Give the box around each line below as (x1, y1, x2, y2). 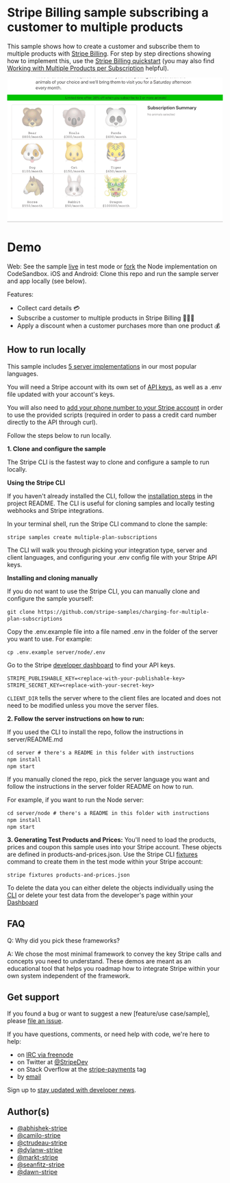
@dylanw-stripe (16, 1146, 63, 1154)
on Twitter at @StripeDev (16, 1058, 88, 1066)
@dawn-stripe (16, 1168, 58, 1176)
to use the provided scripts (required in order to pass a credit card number (7, 411, 217, 419)
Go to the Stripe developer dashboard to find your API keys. (7, 661, 176, 669)
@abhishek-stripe (16, 1124, 68, 1132)
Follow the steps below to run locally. (7, 431, 112, 439)
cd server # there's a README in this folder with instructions (7, 749, 194, 756)
